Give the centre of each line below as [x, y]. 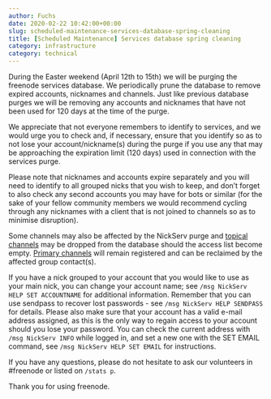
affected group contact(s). [52, 262]
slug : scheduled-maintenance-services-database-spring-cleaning [119, 31]
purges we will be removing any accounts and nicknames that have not [127, 103]
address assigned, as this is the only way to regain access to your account [133, 320]
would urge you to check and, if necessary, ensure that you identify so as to [135, 135]
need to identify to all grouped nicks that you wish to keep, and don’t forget [134, 186]
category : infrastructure [52, 46]
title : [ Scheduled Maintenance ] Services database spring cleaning [125, 39]
